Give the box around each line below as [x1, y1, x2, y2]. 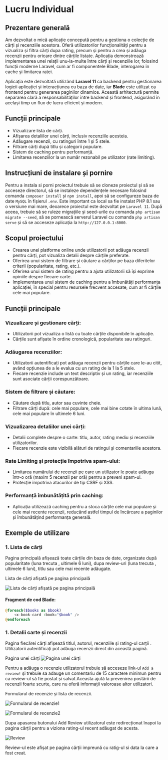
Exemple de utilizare [5, 529, 70, 537]
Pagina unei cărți [5, 655, 40, 661]
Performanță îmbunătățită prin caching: [5, 492, 104, 499]
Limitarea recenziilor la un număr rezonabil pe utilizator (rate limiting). [12, 154, 155, 160]
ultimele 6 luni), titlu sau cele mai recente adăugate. [5, 565, 111, 572]
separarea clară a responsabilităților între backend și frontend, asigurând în [5, 94, 160, 100]
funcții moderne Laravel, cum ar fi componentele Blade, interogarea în [5, 64, 149, 69]
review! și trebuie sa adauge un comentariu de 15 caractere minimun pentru [5, 670, 161, 676]
